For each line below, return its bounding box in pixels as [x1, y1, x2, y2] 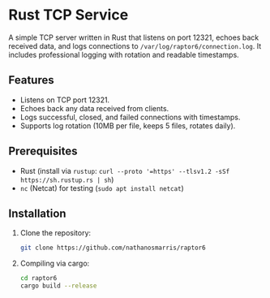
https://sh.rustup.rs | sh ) [19, 175, 114, 184]
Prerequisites [8, 145, 78, 158]
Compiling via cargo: [19, 258, 90, 269]
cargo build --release [19, 282, 97, 290]
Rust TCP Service [8, 6, 129, 24]
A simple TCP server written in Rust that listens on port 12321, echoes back [8, 32, 259, 42]
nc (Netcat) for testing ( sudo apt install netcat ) [19, 183, 184, 192]
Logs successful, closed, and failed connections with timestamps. [19, 112, 241, 122]
